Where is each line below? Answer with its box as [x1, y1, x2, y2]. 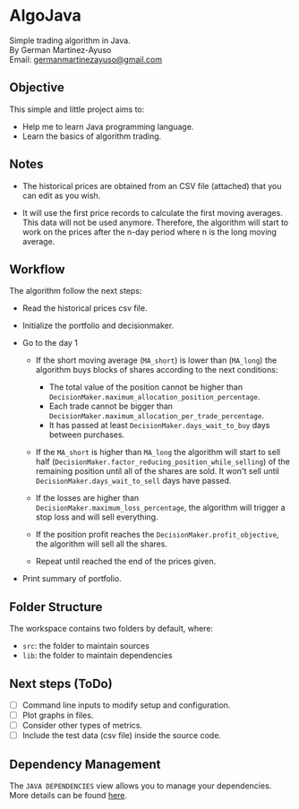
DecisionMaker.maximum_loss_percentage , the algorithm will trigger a [35, 503, 286, 513]
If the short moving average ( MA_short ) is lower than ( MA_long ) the [35, 355, 278, 366]
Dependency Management [9, 756, 161, 771]
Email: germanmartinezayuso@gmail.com [9, 54, 163, 65]
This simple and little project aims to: [9, 104, 145, 115]
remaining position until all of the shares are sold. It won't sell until [35, 466, 280, 477]
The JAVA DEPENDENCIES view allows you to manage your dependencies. [9, 780, 272, 791]
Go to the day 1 [21, 338, 79, 349]
